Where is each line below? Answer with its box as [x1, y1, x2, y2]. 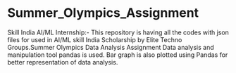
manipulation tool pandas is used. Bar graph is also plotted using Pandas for [7, 51, 228, 59]
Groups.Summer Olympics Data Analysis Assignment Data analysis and [7, 43, 214, 51]
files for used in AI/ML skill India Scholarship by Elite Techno [7, 35, 182, 44]
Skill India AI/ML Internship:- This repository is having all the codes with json [7, 28, 229, 36]
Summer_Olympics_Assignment [7, 5, 199, 21]
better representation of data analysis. [7, 58, 118, 66]
